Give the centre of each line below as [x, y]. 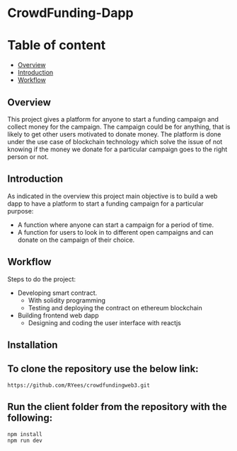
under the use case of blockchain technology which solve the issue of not [115, 141]
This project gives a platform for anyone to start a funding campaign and [113, 119]
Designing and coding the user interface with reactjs [105, 322]
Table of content [57, 46]
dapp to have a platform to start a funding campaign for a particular [105, 204]
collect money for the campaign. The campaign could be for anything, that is [119, 127]
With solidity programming [67, 300]
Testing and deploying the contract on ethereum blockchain [115, 307]
